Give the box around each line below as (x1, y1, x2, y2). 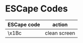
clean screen (45, 29, 76, 36)
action (52, 21, 68, 28)
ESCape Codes (5, 3, 68, 14)
